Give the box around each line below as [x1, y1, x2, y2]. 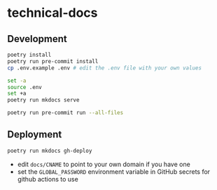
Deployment [7, 128, 62, 141]
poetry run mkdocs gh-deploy [7, 147, 92, 154]
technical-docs [7, 5, 98, 21]
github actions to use [17, 175, 78, 183]
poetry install [7, 51, 52, 58]
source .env [7, 83, 42, 90]
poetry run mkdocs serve [7, 97, 80, 104]
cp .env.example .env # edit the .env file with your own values [7, 65, 202, 72]
